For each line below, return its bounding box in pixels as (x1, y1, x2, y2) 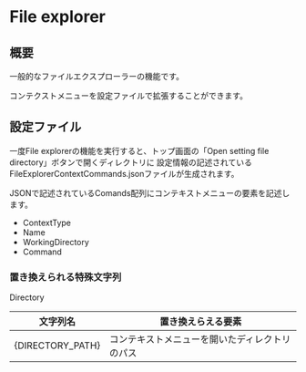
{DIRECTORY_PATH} (14, 339, 101, 352)
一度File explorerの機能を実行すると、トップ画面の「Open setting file (9, 145, 270, 156)
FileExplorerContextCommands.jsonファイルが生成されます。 (9, 168, 240, 179)
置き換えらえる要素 (159, 315, 242, 328)
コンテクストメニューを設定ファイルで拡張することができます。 (9, 90, 249, 101)
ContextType (22, 217, 71, 228)
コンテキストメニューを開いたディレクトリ (108, 333, 291, 346)
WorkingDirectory (22, 236, 89, 247)
